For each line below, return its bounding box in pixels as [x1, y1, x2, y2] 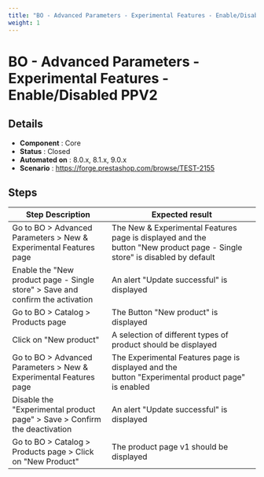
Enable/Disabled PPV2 [8, 86, 159, 104]
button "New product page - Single [111, 242, 243, 253]
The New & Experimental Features [111, 222, 237, 233]
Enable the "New [12, 265, 75, 276]
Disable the [12, 394, 54, 405]
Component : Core [19, 138, 81, 148]
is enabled [111, 382, 150, 393]
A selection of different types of [111, 329, 229, 340]
